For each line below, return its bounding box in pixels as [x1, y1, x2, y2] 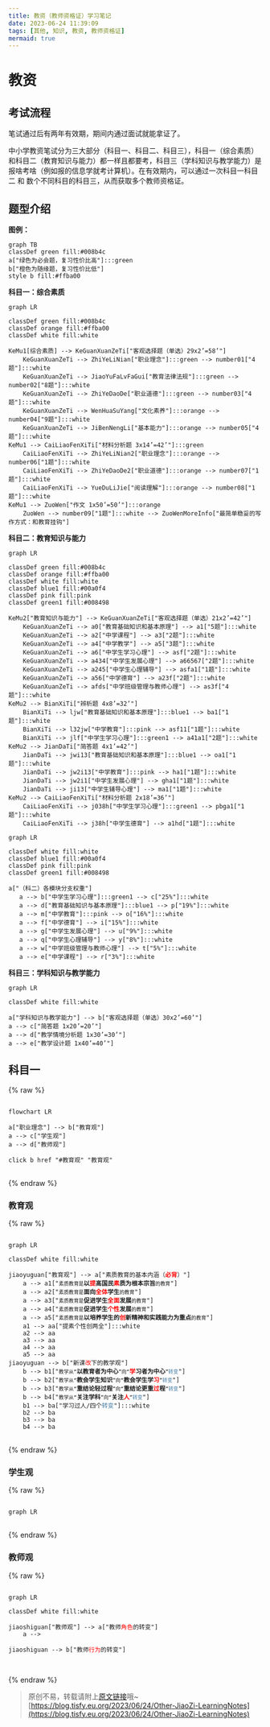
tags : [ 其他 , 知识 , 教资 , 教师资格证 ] [8, 27, 125, 35]
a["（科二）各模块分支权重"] [8, 885, 92, 893]
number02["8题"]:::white [8, 382, 91, 390]
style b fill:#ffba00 [8, 272, 81, 280]
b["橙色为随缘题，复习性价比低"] [8, 265, 104, 274]
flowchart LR [8, 1108, 52, 1116]
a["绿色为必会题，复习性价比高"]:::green [8, 257, 133, 265]
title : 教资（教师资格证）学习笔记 [8, 11, 112, 20]
